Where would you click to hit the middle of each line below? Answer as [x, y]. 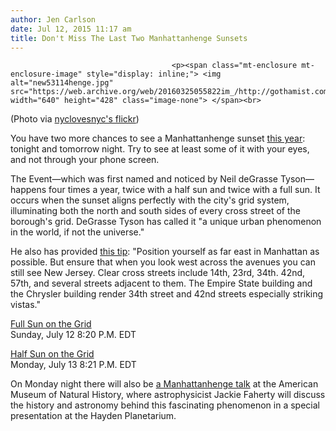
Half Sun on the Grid [52, 354]
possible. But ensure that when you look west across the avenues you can [163, 262]
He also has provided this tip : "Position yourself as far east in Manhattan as [165, 252]
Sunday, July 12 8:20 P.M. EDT [73, 335]
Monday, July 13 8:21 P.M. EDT [73, 365]
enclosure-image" [46, 74]
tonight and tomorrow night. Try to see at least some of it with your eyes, [160, 149]
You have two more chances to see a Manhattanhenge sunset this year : [158, 138]
